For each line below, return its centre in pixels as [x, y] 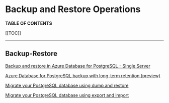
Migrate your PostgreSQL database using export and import [67, 95]
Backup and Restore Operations [73, 9]
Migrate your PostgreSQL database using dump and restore [67, 85]
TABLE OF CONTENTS [29, 23]
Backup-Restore [31, 54]
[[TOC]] [13, 33]
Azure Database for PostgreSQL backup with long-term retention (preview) [83, 75]
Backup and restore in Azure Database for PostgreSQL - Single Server [78, 66]
